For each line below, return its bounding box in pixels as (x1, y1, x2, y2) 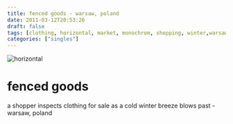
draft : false (7, 23, 45, 30)
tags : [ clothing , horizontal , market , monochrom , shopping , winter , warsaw (7, 29, 228, 37)
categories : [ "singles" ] (7, 36, 79, 43)
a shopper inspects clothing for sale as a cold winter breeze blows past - (7, 101, 216, 110)
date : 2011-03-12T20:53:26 (7, 17, 85, 23)
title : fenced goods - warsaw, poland (7, 10, 119, 17)
